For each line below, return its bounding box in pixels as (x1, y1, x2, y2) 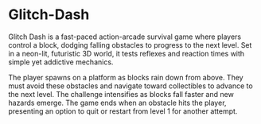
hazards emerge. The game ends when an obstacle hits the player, (8, 98, 227, 107)
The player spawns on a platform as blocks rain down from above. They (8, 72, 244, 82)
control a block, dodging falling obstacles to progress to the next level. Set (8, 40, 252, 49)
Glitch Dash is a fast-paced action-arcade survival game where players (8, 32, 241, 41)
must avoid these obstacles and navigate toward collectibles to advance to (8, 81, 253, 91)
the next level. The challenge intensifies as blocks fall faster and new (8, 89, 235, 99)
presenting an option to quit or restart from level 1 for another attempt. (8, 106, 238, 116)
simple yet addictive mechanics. (8, 57, 114, 67)
